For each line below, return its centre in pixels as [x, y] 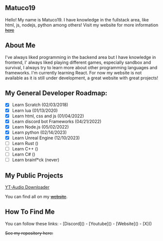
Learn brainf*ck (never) [36, 160]
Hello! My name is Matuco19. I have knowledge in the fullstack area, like [77, 19]
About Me [20, 46]
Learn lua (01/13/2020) [35, 110]
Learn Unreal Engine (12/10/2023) [46, 138]
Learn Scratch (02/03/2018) [40, 105]
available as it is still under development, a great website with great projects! [81, 78]
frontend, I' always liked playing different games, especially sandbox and [78, 62]
